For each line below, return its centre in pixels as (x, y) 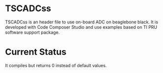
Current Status (36, 52)
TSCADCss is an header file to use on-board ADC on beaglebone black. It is (81, 22)
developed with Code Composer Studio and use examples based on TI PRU (81, 27)
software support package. (32, 32)
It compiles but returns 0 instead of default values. (56, 65)
